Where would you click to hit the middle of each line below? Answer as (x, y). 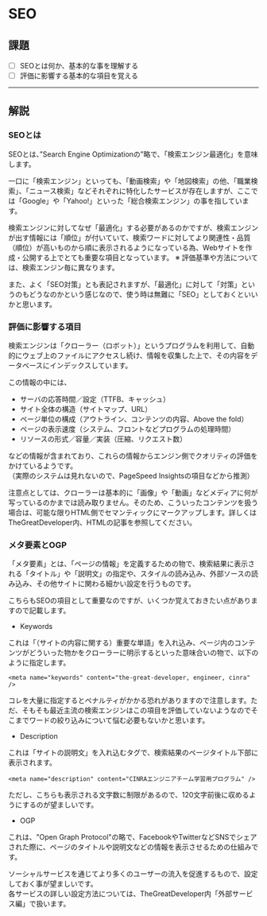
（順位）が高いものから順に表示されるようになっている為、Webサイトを (127, 247)
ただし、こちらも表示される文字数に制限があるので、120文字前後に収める (129, 795)
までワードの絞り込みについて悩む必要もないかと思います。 (112, 720)
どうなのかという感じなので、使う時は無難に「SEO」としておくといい (143, 294)
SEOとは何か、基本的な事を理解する (79, 66)
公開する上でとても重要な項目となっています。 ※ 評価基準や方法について (140, 257)
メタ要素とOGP (38, 545)
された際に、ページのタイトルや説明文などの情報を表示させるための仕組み (130, 847)
